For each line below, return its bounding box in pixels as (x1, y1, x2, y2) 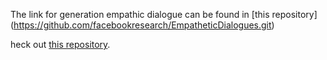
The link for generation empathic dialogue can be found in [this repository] (10, 9, 318, 20)
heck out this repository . (10, 39, 111, 50)
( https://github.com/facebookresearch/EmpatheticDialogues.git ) (10, 19, 275, 31)
